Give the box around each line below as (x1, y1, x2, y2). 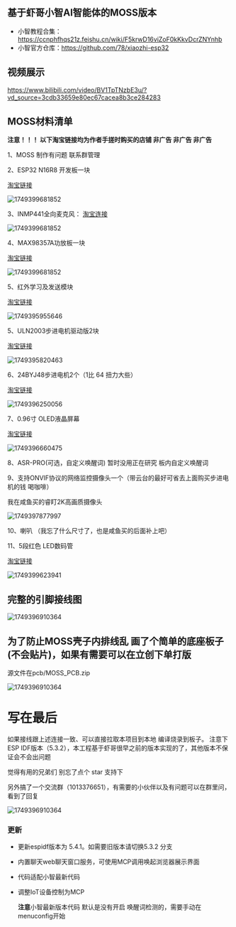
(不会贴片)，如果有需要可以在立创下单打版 (7, 648, 191, 660)
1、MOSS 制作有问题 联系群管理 (7, 151, 101, 159)
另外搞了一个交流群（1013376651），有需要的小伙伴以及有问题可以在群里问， (7, 783, 231, 791)
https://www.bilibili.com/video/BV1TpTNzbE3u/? (7, 85, 147, 94)
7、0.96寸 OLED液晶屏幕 (7, 414, 80, 423)
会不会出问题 (13, 753, 51, 761)
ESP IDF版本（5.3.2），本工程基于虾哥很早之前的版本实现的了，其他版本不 (7, 744, 222, 752)
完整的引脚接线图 (7, 593, 82, 606)
